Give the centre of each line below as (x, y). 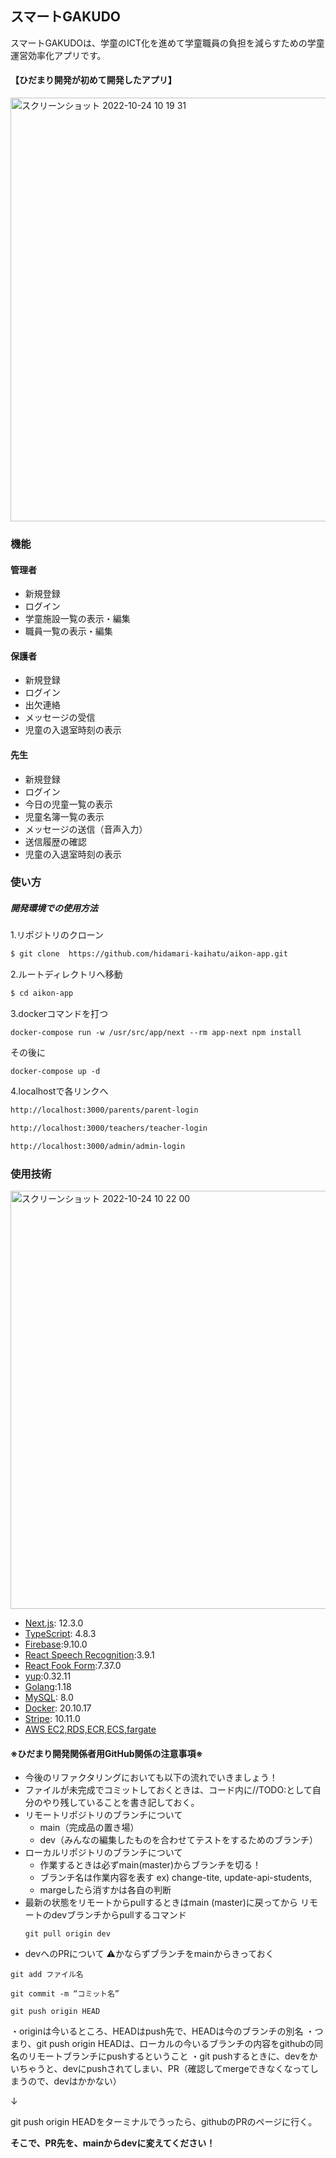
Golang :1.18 (48, 1687)
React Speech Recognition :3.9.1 (89, 1655)
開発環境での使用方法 (54, 908)
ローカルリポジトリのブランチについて (103, 1853)
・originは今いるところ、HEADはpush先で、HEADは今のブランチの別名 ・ (162, 2031)
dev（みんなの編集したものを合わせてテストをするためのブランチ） (178, 1840)
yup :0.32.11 (48, 1676)
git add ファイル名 (47, 1975)
